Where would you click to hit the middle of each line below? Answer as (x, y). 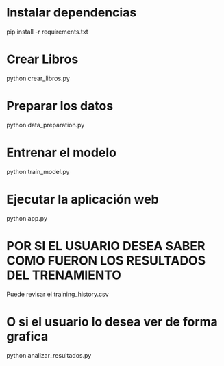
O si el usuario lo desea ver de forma (112, 322)
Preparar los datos (60, 106)
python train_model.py (38, 171)
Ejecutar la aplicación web (83, 199)
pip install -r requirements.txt (47, 32)
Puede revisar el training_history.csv (58, 294)
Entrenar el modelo (62, 153)
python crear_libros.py (38, 78)
